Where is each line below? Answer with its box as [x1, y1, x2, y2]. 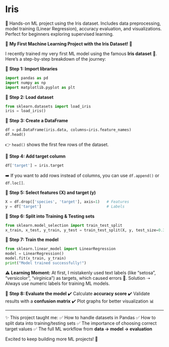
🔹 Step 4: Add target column [5, 153, 66, 160]
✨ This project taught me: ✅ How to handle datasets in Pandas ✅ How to [5, 314, 156, 320]
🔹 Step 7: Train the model [5, 236, 59, 243]
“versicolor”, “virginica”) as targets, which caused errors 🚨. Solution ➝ [5, 275, 150, 281]
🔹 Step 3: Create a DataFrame [5, 118, 68, 124]
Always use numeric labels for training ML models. [5, 280, 110, 286]
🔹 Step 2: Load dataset [5, 94, 54, 100]
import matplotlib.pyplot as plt [5, 85, 75, 90]
